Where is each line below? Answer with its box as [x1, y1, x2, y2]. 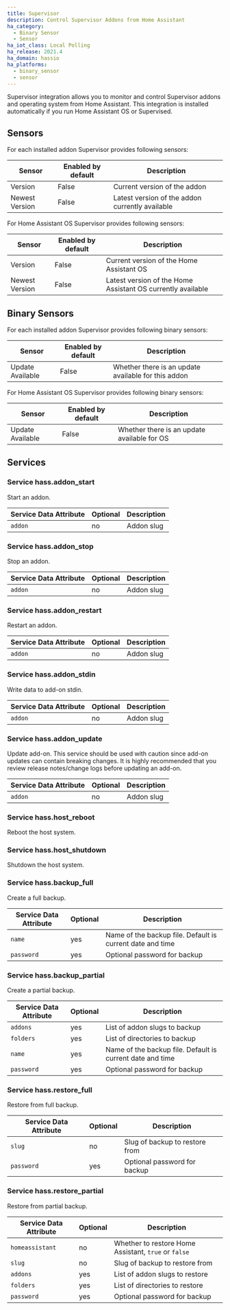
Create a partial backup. [7, 986, 75, 995]
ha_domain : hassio [7, 55, 60, 62]
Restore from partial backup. [7, 1201, 88, 1210]
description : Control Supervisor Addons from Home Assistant [7, 16, 186, 23]
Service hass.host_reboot [7, 812, 95, 822]
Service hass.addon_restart [7, 605, 102, 615]
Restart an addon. [7, 621, 57, 629]
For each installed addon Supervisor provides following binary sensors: [7, 326, 208, 334]
